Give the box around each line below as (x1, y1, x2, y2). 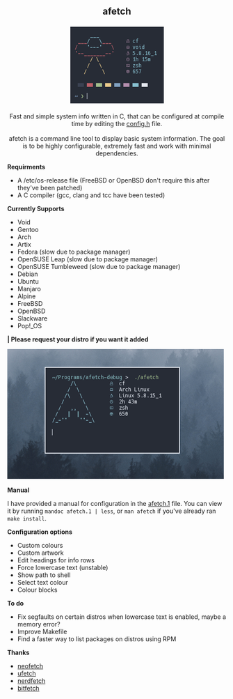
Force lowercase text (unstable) (17, 563, 109, 571)
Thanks (7, 648, 30, 656)
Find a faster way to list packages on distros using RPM (17, 634, 177, 643)
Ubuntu (17, 277, 40, 285)
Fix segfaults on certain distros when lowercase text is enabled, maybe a (17, 613, 227, 621)
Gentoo (17, 225, 39, 233)
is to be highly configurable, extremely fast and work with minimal (22, 141, 211, 150)
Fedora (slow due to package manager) (17, 247, 131, 256)
